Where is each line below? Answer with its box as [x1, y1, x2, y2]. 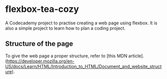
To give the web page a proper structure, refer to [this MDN [5, 53, 128, 59]
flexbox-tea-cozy [5, 3, 79, 15]
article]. [128, 53, 145, 59]
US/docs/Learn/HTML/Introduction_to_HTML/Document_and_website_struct [5, 63, 162, 69]
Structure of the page [5, 40, 73, 48]
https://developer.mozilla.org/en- [6, 58, 75, 64]
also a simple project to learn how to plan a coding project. [5, 25, 126, 31]
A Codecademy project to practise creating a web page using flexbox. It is [5, 20, 158, 26]
